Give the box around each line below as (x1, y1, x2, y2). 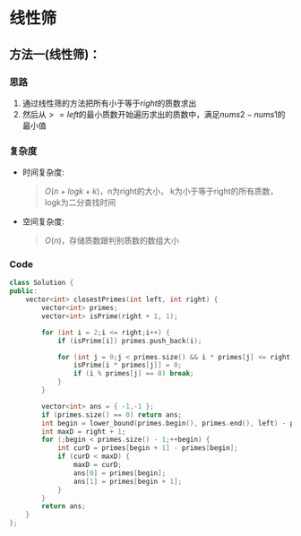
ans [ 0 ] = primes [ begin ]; (73, 468, 167, 478)
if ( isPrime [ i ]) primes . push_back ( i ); (56, 336, 202, 345)
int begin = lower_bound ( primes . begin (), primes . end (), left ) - (41, 419, 287, 428)
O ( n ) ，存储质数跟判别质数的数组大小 (44, 235, 179, 246)
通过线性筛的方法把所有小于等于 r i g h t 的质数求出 (21, 98, 197, 108)
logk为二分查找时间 (44, 197, 116, 208)
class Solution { (9, 279, 74, 288)
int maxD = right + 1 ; (41, 427, 126, 436)
